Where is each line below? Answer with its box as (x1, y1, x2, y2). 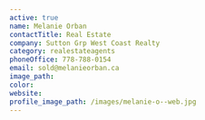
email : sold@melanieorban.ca (9, 64, 120, 73)
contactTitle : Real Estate (9, 30, 112, 39)
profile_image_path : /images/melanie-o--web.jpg (9, 97, 197, 106)
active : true (9, 13, 59, 23)
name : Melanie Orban (9, 22, 88, 31)
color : (9, 80, 34, 89)
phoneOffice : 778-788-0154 (9, 55, 112, 64)
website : (9, 88, 43, 97)
